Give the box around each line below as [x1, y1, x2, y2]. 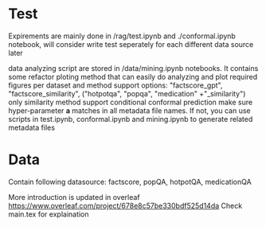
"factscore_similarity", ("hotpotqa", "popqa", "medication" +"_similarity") [8, 88, 246, 98]
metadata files [8, 123, 56, 132]
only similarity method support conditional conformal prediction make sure [8, 97, 253, 107]
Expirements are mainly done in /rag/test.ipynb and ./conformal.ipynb [8, 31, 237, 41]
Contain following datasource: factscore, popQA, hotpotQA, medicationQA [8, 177, 252, 186]
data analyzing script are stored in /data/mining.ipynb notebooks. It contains [8, 63, 259, 72]
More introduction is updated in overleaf [8, 192, 141, 202]
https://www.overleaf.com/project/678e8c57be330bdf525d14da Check [8, 201, 243, 210]
